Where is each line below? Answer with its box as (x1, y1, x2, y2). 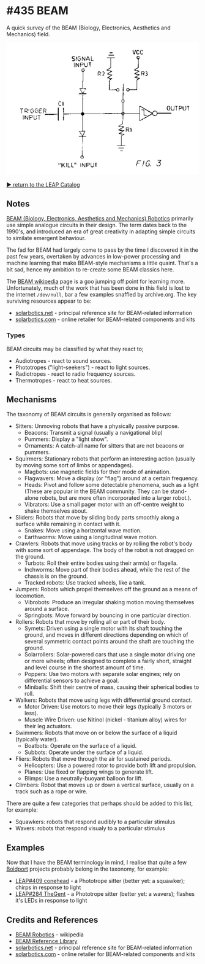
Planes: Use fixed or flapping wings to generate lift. (24, 768, 154, 775)
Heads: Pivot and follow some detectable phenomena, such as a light (24, 481, 199, 489)
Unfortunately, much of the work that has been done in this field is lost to (6, 284, 190, 292)
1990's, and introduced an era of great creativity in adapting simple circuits (6, 228, 196, 235)
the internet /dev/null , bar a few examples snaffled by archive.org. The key (6, 291, 197, 298)
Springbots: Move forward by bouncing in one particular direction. (24, 612, 192, 619)
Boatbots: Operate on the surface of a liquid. (24, 742, 137, 750)
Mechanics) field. (6, 30, 50, 37)
